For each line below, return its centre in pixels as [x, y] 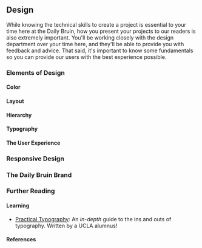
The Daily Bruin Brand [39, 174]
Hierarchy [19, 115]
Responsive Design [35, 159]
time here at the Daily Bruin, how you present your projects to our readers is [101, 31]
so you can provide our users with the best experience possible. [86, 57]
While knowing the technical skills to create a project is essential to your [96, 24]
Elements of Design [35, 72]
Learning [18, 205]
